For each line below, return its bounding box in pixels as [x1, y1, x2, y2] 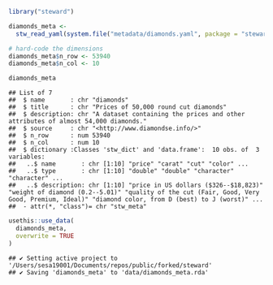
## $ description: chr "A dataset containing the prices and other [8, 110, 245, 119]
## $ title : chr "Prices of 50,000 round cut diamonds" [8, 103, 227, 111]
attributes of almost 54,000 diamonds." [8, 118, 148, 126]
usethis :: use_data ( [8, 217, 75, 225]
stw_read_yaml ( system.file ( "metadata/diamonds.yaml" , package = [15, 29, 238, 38]
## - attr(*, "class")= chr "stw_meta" [8, 203, 148, 211]
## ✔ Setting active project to [8, 254, 118, 262]
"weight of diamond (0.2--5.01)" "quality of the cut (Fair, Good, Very [8, 188, 260, 196]
